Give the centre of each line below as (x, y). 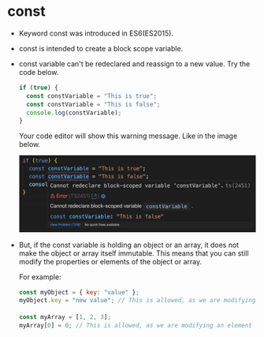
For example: (40, 277)
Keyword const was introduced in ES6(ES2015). (96, 33)
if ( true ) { (38, 88)
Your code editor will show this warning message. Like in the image (128, 136)
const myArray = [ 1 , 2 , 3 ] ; (65, 317)
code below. (39, 72)
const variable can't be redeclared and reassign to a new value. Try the (134, 64)
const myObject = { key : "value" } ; (79, 292)
